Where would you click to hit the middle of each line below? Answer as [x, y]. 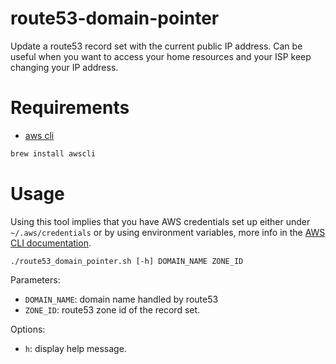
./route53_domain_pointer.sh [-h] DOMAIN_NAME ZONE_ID [127, 261]
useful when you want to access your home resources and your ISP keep [161, 56]
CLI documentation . [51, 243]
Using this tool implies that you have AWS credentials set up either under [160, 221]
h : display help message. [75, 348]
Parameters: [35, 279]
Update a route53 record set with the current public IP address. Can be [156, 46]
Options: [28, 329]
